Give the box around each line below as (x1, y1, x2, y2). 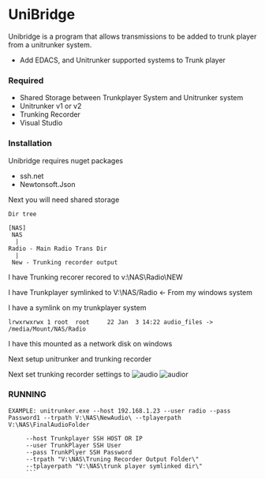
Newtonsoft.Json (19, 179, 76, 189)
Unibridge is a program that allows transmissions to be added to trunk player (8, 32, 257, 41)
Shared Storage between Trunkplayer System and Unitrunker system (19, 93, 244, 103)
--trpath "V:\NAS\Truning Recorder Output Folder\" (25, 455, 200, 463)
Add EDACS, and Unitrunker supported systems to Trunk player (19, 55, 226, 65)
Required (8, 75, 44, 86)
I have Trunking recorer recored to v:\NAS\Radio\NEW (8, 272, 183, 282)
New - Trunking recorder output (11, 258, 118, 266)
